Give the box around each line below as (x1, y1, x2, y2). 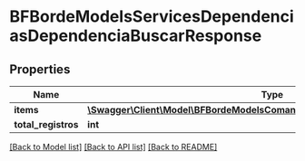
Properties (9, 62, 71, 77)
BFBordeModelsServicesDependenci (9, 6, 295, 27)
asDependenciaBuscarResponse (9, 25, 262, 46)
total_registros (14, 118, 79, 130)
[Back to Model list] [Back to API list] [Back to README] (9, 142, 218, 152)
